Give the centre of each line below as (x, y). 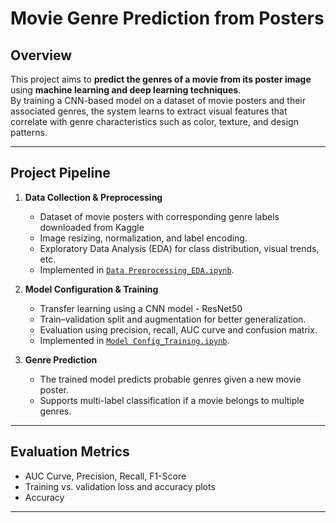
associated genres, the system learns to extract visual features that (149, 111)
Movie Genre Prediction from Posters (167, 18)
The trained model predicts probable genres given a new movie (170, 379)
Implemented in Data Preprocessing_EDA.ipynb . (137, 269)
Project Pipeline (60, 173)
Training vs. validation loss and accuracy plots (120, 486)
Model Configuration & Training (91, 289)
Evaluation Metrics (70, 452)
